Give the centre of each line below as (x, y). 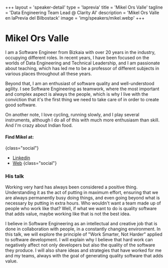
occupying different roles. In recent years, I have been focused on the (77, 57)
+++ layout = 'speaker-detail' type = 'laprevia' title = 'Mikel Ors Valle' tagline (84, 7)
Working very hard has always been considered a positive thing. (71, 187)
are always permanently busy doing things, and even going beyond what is (82, 198)
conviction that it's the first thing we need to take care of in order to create (82, 99)
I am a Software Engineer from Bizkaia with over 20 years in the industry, (80, 52)
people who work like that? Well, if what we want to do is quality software (81, 209)
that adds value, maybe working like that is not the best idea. (68, 214)
